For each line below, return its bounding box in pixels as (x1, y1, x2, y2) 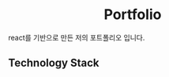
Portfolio (103, 6, 162, 24)
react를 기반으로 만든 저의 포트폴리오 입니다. (8, 33, 145, 42)
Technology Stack (8, 56, 100, 70)
